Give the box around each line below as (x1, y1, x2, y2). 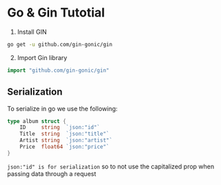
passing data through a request (7, 169, 97, 177)
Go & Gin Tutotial (7, 5, 105, 21)
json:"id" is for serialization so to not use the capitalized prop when (7, 162, 215, 171)
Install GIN (17, 28, 47, 36)
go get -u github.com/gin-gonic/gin (7, 41, 113, 48)
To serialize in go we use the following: (7, 104, 118, 113)
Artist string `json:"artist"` (19, 137, 113, 144)
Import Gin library (17, 53, 68, 61)
